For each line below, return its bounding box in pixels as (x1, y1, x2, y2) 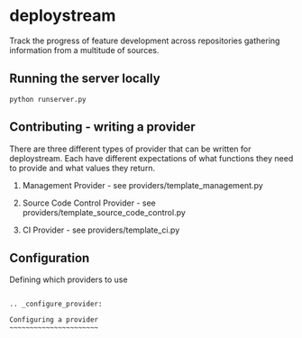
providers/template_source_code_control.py (22, 206, 187, 217)
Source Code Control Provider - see (22, 197, 156, 208)
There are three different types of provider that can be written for (9, 143, 252, 154)
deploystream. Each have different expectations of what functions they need (9, 152, 294, 163)
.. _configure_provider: (9, 299, 103, 309)
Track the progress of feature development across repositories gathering (9, 35, 280, 46)
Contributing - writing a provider (9, 119, 196, 135)
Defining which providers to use (9, 274, 128, 285)
